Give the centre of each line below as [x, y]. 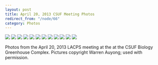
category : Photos [23, 23]
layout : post [18, 10]
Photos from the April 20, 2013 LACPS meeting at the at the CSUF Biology [79, 47]
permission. [17, 58]
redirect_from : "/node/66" [32, 19]
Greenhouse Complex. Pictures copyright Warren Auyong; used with [74, 52]
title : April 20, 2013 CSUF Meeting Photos [50, 14]
